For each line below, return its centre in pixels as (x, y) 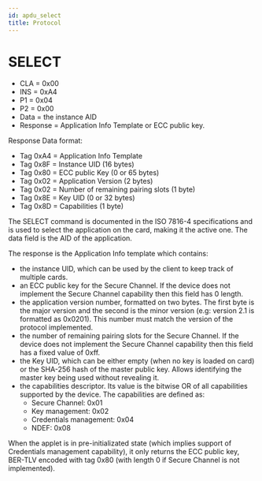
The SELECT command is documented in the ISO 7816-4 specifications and (131, 222)
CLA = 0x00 (39, 84)
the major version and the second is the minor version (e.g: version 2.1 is (137, 311)
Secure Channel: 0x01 (67, 403)
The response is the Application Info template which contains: (108, 254)
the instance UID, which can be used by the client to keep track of (126, 269)
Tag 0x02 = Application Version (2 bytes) (86, 181)
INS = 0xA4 (38, 92)
